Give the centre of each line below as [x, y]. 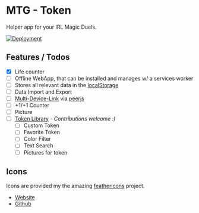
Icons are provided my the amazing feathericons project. [75, 186]
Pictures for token [45, 152]
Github [23, 204]
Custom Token [41, 125]
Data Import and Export [43, 92]
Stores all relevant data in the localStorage [67, 85]
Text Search [38, 146]
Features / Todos [38, 57]
